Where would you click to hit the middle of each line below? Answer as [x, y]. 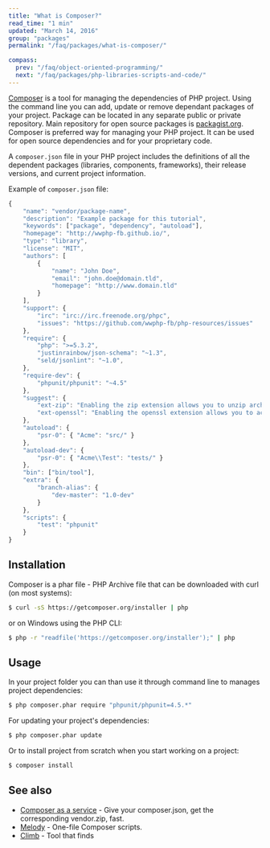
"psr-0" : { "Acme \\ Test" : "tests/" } [100, 458]
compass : [23, 60]
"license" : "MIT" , [53, 248]
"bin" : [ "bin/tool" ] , [59, 473]
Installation [37, 565]
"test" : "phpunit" [68, 525]
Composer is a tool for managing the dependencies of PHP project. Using [130, 98]
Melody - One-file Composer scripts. [81, 827]
